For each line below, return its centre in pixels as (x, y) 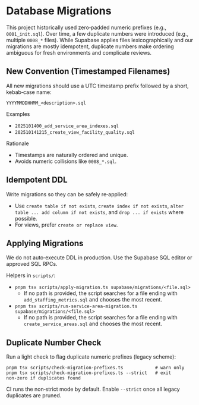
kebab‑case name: (29, 92)
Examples (18, 114)
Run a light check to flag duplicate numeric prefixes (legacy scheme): (91, 357)
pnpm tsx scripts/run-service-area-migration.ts (76, 307)
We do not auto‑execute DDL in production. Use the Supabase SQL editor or (99, 258)
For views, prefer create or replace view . (66, 225)
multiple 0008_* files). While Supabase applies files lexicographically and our (100, 40)
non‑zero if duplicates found (44, 378)
